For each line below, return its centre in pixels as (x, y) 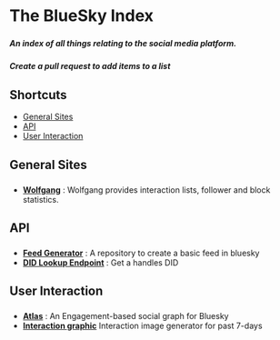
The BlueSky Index (82, 16)
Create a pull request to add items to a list (90, 66)
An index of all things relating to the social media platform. (123, 44)
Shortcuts (38, 95)
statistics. (40, 199)
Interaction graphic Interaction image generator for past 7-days (142, 326)
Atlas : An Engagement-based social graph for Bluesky (125, 316)
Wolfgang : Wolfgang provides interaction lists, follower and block (146, 190)
